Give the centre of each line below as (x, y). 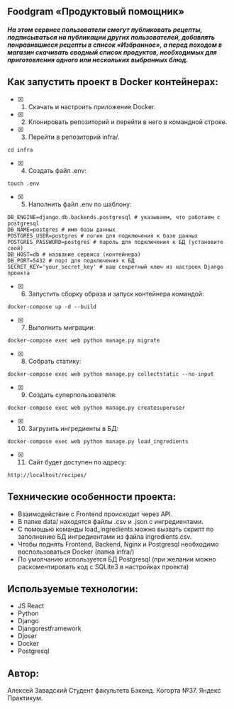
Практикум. (25, 698)
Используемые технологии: (73, 589)
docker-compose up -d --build (52, 307)
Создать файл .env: (57, 170)
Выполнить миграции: (62, 327)
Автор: (23, 673)
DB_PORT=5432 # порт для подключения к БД (71, 261)
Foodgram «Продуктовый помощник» (96, 12)
